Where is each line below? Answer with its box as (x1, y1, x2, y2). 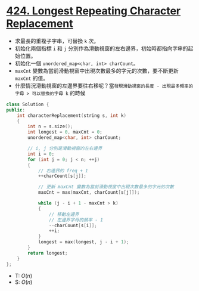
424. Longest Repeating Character (6, 4, 181, 18)
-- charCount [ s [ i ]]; (48, 222, 97, 228)
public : (6, 107, 26, 113)
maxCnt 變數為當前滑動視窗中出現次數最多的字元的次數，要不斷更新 (14, 67, 179, 74)
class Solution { (6, 101, 49, 107)
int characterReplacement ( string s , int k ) (17, 112, 127, 119)
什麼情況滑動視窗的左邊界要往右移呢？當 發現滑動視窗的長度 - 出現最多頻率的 (14, 82, 194, 89)
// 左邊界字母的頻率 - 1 (48, 216, 103, 223)
